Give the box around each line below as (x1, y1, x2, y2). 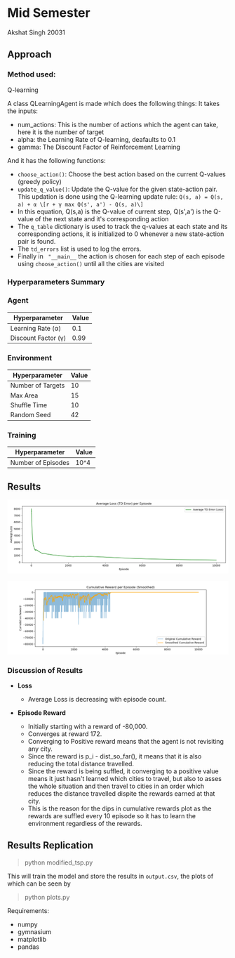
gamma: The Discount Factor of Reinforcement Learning (17, 143, 180, 151)
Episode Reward (17, 708, 67, 717)
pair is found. (17, 237, 56, 245)
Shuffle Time (10, 400, 48, 409)
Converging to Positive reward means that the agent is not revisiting (27, 737, 224, 745)
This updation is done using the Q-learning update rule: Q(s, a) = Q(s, (17, 192, 224, 201)
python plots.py (24, 893, 70, 901)
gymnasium (17, 927, 51, 936)
